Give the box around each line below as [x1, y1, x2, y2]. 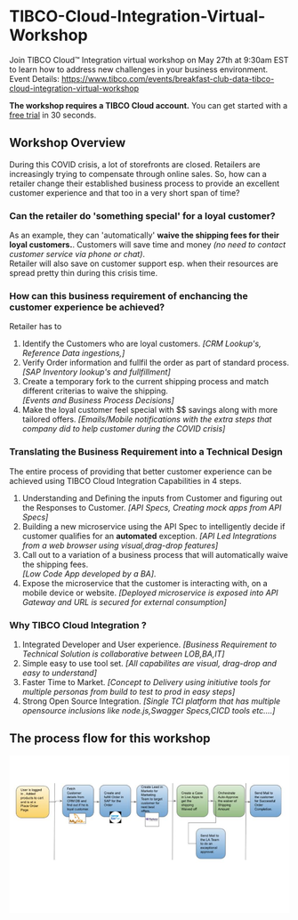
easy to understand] [21, 667, 98, 678]
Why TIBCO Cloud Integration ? [9, 618, 147, 631]
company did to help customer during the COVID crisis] [21, 424, 226, 434]
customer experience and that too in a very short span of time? [9, 187, 240, 198]
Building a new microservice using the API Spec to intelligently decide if [21, 521, 286, 531]
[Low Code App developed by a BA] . [21, 568, 157, 579]
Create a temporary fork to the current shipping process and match [21, 376, 270, 387]
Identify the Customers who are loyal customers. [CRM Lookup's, [21, 338, 262, 349]
